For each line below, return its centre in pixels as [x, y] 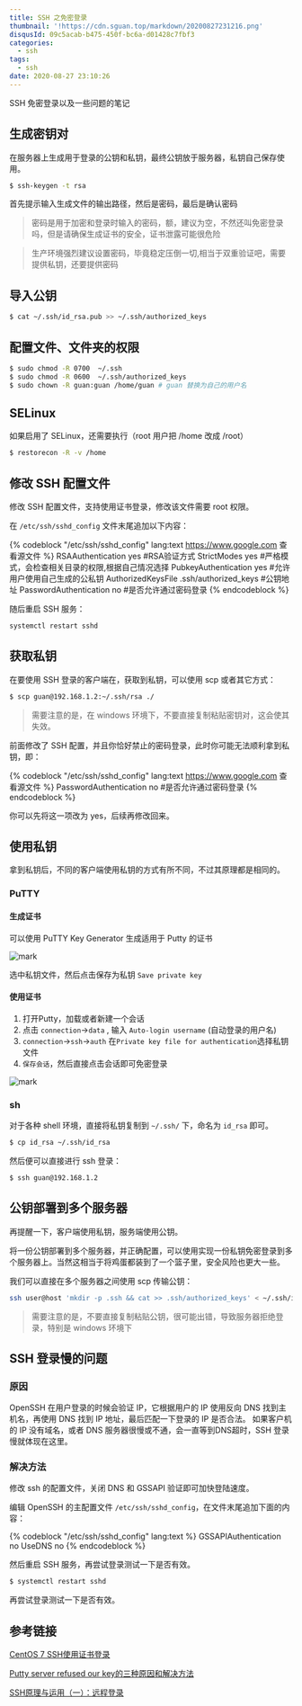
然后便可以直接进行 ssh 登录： [65, 1160]
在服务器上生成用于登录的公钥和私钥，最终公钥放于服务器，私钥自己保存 [143, 157]
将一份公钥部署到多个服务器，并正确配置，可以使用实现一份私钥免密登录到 [147, 1250]
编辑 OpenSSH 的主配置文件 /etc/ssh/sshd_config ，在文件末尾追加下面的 [146, 1507]
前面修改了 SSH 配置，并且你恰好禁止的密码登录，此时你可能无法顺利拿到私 [150, 745]
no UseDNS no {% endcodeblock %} [78, 1546]
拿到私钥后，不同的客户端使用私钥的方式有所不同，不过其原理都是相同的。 [147, 870]
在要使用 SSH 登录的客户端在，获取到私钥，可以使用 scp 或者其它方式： [143, 679]
